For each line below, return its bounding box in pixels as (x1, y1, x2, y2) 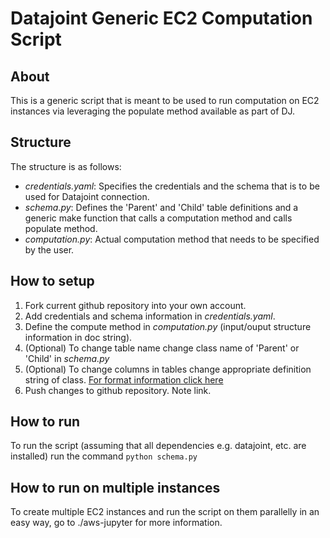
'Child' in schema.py (24, 352, 110, 364)
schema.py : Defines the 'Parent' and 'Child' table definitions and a (24, 201, 299, 213)
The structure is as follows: (10, 160, 122, 172)
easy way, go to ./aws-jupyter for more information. (10, 517, 223, 529)
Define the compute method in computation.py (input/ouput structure (24, 320, 312, 332)
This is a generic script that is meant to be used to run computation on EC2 (10, 95, 320, 106)
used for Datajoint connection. (24, 190, 150, 202)
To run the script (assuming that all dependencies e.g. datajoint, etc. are (10, 440, 307, 452)
